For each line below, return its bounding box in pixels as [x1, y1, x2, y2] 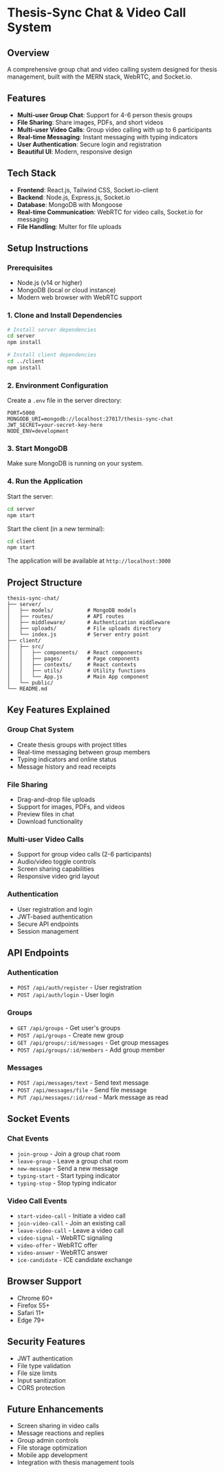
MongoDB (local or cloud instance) [16, 286, 116, 294]
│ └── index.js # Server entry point [7, 631, 149, 639]
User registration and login [16, 905, 93, 913]
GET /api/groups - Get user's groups [16, 1023, 121, 1032]
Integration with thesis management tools [16, 1459, 135, 1467]
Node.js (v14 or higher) [16, 279, 82, 287]
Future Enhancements [7, 1403, 104, 1415]
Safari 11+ [16, 1308, 45, 1316]
